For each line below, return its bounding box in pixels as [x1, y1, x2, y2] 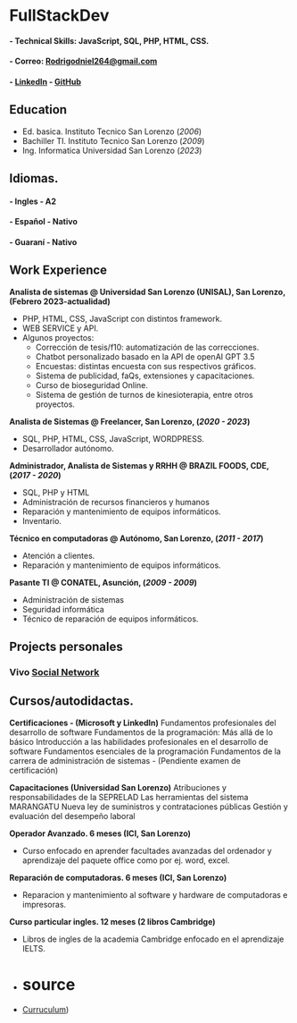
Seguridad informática [21, 604, 104, 614]
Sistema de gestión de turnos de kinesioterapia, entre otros [35, 389, 254, 400]
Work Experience [9, 263, 108, 278]
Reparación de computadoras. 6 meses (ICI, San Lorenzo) [9, 872, 227, 883]
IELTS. [21, 943, 46, 953]
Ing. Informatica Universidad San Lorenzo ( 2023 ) [21, 145, 202, 156]
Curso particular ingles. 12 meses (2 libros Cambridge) [9, 916, 216, 926]
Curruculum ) [21, 1003, 70, 1015]
